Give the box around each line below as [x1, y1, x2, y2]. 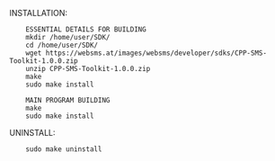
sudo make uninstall [25, 145, 102, 154]
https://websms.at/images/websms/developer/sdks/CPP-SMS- [45, 49, 268, 58]
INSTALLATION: [9, 8, 68, 18]
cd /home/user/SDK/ [25, 40, 99, 49]
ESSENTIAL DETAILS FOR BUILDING [25, 25, 146, 34]
